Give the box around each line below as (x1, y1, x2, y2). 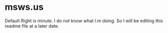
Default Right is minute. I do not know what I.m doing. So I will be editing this (5, 18, 163, 24)
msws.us (5, 1, 44, 13)
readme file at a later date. (5, 23, 59, 29)
